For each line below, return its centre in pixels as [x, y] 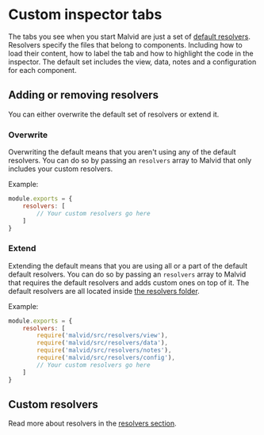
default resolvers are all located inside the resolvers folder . [104, 291]
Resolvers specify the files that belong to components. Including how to [126, 44]
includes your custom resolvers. [61, 169]
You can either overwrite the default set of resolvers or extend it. [114, 114]
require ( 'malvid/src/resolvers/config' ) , [106, 358]
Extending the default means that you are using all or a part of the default [128, 265]
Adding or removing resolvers [84, 95]
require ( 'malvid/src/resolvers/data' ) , [103, 343]
